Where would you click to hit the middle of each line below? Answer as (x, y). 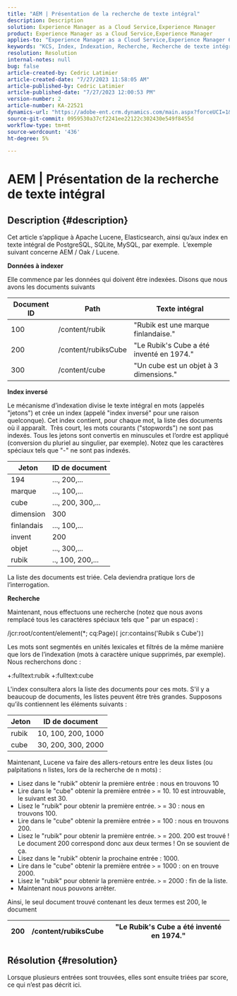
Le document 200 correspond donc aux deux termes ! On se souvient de (123, 844)
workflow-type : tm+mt (39, 125)
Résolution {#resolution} (63, 960)
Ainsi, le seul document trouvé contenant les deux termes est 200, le (107, 902)
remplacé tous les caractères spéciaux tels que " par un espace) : (103, 620)
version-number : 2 (34, 99)
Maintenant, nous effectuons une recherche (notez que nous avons (105, 612)
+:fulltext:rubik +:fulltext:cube (50, 676)
